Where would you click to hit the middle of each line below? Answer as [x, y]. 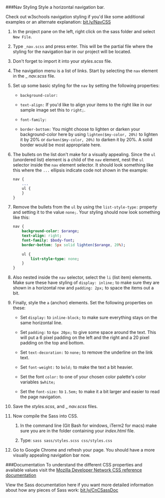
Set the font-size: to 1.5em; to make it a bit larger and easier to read [90, 392]
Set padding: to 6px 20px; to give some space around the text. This [88, 332]
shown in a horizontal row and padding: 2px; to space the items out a [83, 288]
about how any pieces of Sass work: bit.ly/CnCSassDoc [62, 490]
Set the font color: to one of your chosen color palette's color [83, 377]
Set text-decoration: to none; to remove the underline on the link [86, 352]
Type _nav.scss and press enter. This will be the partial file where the [83, 46]
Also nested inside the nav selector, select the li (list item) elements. [82, 277]
